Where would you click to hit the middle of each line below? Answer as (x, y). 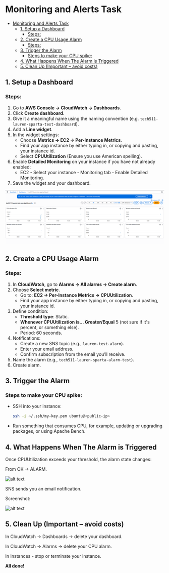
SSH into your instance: (37, 406)
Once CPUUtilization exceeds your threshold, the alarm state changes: (78, 459)
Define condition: (31, 311)
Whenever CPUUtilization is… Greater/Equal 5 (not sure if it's (85, 322)
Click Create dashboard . (38, 113)
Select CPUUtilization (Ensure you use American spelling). (81, 156)
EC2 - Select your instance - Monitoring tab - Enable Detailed (84, 172)
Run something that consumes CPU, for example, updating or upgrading (88, 426)
